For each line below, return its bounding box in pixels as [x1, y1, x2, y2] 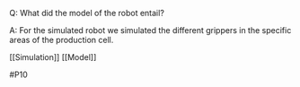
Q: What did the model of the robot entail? [9, 8, 164, 18]
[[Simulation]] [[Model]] [9, 52, 97, 62]
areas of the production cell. [9, 35, 114, 45]
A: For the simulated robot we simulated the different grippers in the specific [9, 25, 292, 35]
